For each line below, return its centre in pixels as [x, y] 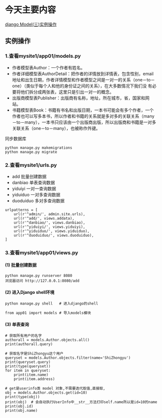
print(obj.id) [19, 406]
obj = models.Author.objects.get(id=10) [46, 393]
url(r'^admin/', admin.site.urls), [50, 214]
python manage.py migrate [31, 152]
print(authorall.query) [29, 344]
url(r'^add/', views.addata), [44, 218]
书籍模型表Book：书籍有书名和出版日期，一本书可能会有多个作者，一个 [83, 110]
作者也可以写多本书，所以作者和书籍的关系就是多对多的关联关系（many [83, 116]
